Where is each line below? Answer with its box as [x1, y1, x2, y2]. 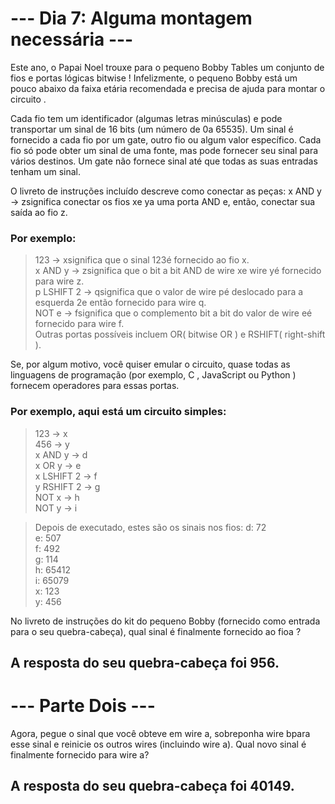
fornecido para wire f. [34, 318, 125, 330]
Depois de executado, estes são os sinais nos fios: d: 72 [34, 521, 267, 533]
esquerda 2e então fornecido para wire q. [34, 297, 207, 309]
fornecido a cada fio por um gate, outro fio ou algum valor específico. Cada [10, 133, 322, 146]
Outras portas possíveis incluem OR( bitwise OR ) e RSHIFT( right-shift [34, 328, 326, 341]
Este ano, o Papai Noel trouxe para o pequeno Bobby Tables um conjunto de [10, 61, 325, 73]
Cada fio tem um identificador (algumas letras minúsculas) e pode [10, 112, 283, 124]
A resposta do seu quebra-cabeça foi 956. [10, 654, 280, 671]
